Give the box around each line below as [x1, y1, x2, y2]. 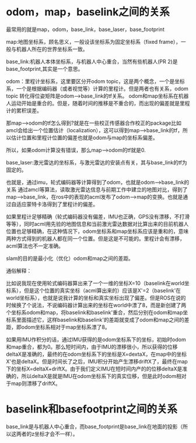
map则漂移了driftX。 [10, 380, 61, 387]
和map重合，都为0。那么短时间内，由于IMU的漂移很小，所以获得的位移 [6, 343, 178, 350]
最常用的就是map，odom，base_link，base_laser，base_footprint [6, 26, 164, 33]
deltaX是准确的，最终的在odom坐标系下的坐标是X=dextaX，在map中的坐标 [6, 351, 187, 358]
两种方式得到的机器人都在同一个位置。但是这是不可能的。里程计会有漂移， [6, 235, 185, 242]
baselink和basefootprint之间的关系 [6, 403, 178, 416]
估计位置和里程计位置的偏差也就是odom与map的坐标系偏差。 [10, 134, 159, 141]
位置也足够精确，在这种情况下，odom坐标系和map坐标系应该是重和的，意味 [6, 228, 189, 235]
